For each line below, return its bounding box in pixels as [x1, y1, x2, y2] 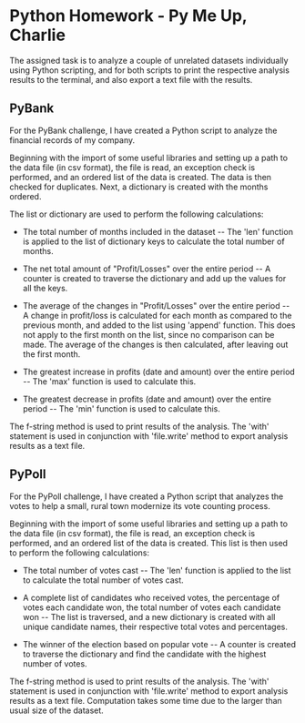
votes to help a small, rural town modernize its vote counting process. [9, 500, 270, 511]
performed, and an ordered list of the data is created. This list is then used [9, 537, 289, 548]
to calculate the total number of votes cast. [22, 575, 184, 586]
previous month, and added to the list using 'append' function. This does [22, 320, 296, 331]
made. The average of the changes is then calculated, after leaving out [22, 339, 289, 350]
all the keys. [22, 282, 68, 293]
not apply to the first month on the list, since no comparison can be [22, 329, 275, 340]
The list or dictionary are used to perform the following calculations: [9, 209, 264, 219]
